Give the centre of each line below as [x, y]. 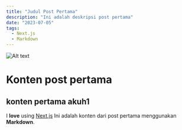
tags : [13, 28]
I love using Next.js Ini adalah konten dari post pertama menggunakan [91, 116]
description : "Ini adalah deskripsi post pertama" [70, 17]
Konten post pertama [59, 80]
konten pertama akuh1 [48, 101]
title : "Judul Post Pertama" [42, 12]
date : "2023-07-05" [30, 22]
